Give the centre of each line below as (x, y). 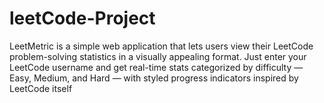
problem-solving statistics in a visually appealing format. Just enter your (158, 56)
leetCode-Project (82, 18)
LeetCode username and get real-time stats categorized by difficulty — (156, 67)
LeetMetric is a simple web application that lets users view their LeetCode (161, 46)
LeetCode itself (41, 88)
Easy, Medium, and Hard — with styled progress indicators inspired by (154, 78)
